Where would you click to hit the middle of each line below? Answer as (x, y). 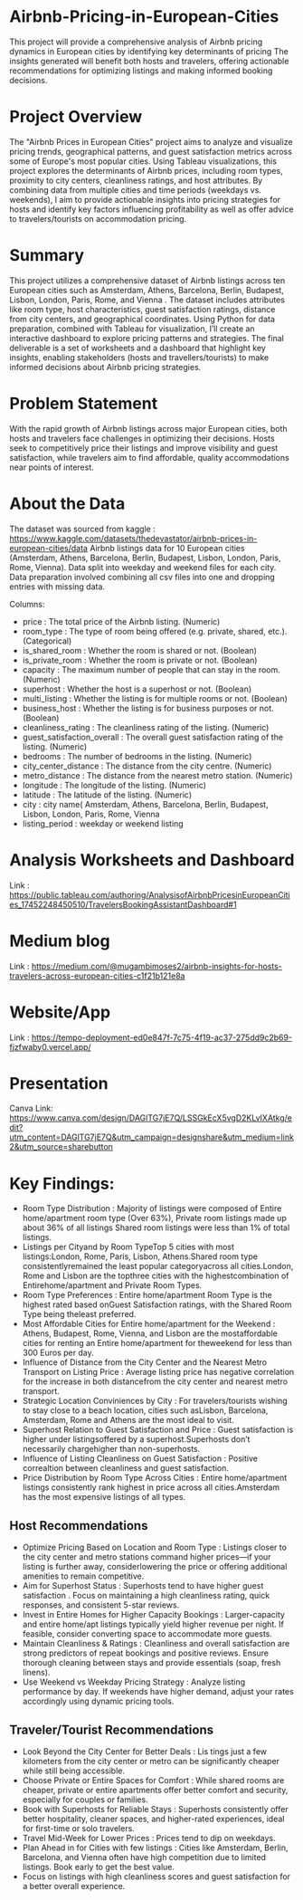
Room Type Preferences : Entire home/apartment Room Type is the (147, 1295)
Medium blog (60, 941)
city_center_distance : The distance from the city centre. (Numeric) (147, 766)
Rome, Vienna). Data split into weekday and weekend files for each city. (143, 567)
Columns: (27, 604)
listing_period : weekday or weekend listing (103, 823)
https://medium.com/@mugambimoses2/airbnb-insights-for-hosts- (157, 966)
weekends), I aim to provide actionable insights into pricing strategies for (145, 199)
